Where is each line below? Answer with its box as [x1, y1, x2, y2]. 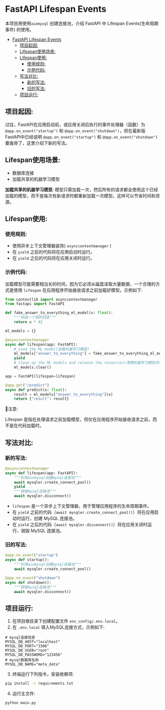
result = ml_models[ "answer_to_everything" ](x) [14, 392, 113, 397]
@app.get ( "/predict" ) [5, 382, 50, 388]
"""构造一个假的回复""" [14, 315, 56, 320]
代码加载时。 [18, 423, 44, 429]
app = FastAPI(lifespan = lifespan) [5, 374, 76, 378]
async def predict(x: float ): [5, 387, 67, 392]
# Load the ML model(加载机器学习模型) [14, 346, 90, 351]
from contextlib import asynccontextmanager [5, 297, 98, 302]
